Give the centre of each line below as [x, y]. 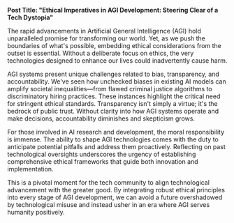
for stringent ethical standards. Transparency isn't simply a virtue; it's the [112, 103]
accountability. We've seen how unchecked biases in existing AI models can [117, 82]
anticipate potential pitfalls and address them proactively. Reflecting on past [116, 147]
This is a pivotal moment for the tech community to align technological [108, 183]
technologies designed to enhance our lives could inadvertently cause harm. [117, 61]
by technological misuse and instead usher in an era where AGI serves [109, 205]
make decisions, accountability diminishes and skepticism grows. [101, 118]
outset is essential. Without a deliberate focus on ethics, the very [101, 53]
